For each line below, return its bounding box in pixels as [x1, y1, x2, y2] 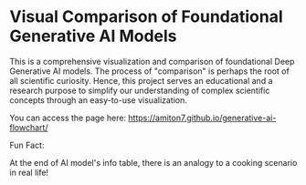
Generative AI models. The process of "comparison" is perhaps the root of [9, 66, 290, 77]
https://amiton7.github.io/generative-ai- [127, 112, 277, 123]
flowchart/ [9, 121, 48, 133]
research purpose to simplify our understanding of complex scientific [9, 85, 270, 96]
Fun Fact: [9, 139, 45, 150]
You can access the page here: [9, 112, 126, 123]
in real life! [9, 167, 48, 178]
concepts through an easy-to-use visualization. [9, 94, 187, 106]
